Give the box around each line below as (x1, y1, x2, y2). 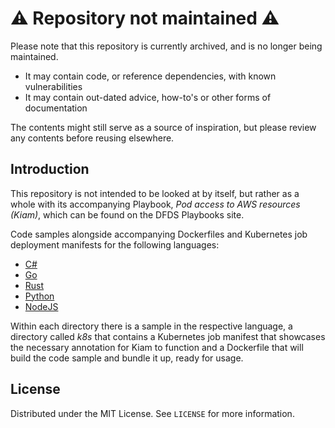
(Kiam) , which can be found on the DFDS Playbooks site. (10, 208, 245, 221)
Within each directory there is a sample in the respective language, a (10, 320, 293, 332)
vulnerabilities (24, 80, 83, 92)
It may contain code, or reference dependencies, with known (24, 70, 277, 82)
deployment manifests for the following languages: (10, 238, 220, 251)
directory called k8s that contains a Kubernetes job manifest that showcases (10, 330, 326, 342)
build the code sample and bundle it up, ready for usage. (10, 352, 244, 364)
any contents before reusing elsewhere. (10, 132, 175, 144)
